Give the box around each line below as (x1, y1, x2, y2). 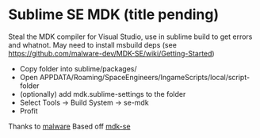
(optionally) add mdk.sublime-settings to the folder (19, 89, 186, 98)
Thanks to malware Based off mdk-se (8, 121, 131, 131)
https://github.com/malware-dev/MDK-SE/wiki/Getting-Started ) (8, 48, 216, 58)
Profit (19, 105, 38, 116)
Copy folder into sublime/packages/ (19, 63, 137, 73)
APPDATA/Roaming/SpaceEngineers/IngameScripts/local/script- (39, 72, 250, 82)
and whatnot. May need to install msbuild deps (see (8, 40, 177, 49)
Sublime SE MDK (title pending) (8, 6, 220, 24)
